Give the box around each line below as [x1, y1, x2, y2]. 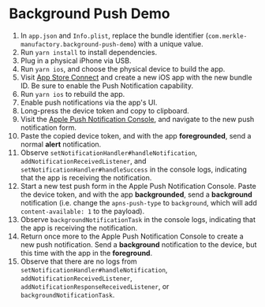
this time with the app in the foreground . [20, 248, 153, 257]
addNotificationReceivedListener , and [20, 156, 147, 165]
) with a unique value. [133, 39, 203, 48]
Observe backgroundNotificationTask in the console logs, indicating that [20, 214, 256, 224]
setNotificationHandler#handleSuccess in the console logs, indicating [20, 165, 248, 174]
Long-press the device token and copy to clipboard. [20, 105, 190, 115]
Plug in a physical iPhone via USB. [20, 56, 132, 65]
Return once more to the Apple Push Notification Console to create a [20, 231, 244, 241]
